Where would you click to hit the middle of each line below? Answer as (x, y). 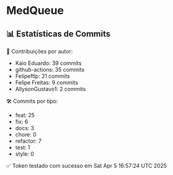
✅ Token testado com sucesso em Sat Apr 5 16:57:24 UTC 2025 (87, 166)
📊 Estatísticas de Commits (58, 34)
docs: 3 (25, 128)
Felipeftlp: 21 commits (42, 76)
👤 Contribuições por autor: (40, 51)
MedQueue (35, 11)
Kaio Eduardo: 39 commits (48, 63)
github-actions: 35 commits (50, 70)
